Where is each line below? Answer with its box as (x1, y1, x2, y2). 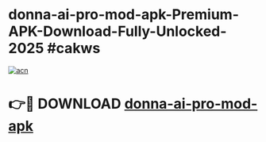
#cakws (47, 40, 101, 57)
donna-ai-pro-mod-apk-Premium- (8, 6, 240, 24)
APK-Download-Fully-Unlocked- (8, 22, 227, 40)
